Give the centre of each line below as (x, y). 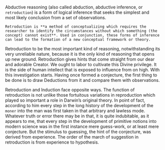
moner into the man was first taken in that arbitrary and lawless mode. (75, 111)
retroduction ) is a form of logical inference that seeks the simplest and (77, 12)
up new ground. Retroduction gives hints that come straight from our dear (80, 59)
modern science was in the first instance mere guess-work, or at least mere (82, 126)
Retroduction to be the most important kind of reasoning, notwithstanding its (82, 49)
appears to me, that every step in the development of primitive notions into (81, 121)
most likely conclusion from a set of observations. (56, 18)
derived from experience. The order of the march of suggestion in (72, 137)
